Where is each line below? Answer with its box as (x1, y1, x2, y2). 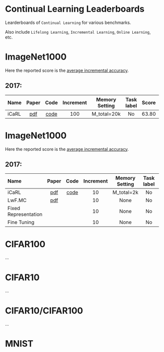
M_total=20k (91, 110, 121, 117)
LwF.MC (7, 197, 27, 204)
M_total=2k (112, 189, 139, 196)
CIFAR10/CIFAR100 (5, 305, 83, 316)
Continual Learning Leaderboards (5, 3, 145, 15)
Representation (7, 211, 42, 218)
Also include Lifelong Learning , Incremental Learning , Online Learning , (5, 29, 151, 35)
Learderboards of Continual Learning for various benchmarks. (5, 20, 131, 25)
